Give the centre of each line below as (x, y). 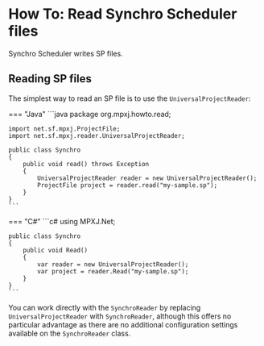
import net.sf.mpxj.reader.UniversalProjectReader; (97, 135)
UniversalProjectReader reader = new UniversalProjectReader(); (147, 178)
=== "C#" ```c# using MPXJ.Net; (62, 221)
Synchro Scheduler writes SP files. (66, 53)
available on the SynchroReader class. (70, 333)
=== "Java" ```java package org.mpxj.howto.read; (90, 114)
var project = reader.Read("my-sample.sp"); (113, 271)
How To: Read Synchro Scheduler (123, 14)
